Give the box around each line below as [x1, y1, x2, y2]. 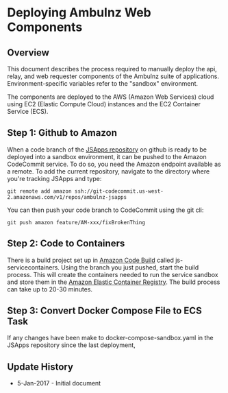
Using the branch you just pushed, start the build [61, 263, 199, 272]
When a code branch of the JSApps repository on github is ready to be [7, 145, 207, 154]
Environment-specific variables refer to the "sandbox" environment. [7, 80, 199, 87]
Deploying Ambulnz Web [7, 5, 152, 21]
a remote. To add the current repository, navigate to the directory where [7, 167, 210, 176]
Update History [7, 361, 74, 372]
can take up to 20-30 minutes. [7, 285, 93, 293]
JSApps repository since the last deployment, [7, 341, 136, 349]
